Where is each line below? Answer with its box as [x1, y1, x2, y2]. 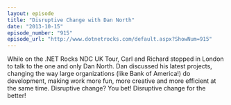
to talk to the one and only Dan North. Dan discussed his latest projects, [7, 62, 213, 70]
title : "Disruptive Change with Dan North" [7, 17, 135, 23]
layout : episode [7, 10, 54, 17]
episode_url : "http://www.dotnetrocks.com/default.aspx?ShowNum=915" [7, 36, 213, 43]
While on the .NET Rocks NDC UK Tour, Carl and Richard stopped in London [7, 55, 224, 63]
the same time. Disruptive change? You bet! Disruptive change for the [7, 84, 206, 93]
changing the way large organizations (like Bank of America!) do [7, 70, 191, 78]
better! [7, 91, 26, 100]
